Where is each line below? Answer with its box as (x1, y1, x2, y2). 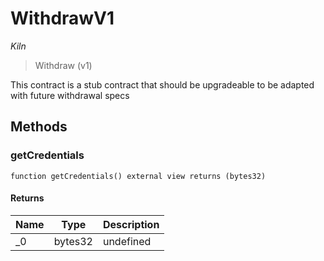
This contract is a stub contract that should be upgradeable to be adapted (10, 78, 315, 91)
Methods (10, 118, 68, 136)
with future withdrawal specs (10, 89, 130, 101)
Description (102, 217, 160, 231)
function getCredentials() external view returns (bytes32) (10, 171, 267, 181)
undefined (102, 234, 152, 248)
